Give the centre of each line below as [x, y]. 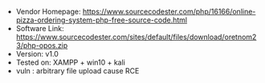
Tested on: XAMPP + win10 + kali [71, 62]
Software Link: [40, 28]
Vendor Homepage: [48, 12]
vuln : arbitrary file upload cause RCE [77, 71]
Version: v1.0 [37, 54]
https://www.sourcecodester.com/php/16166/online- [169, 12]
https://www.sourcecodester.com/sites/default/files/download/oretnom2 [136, 37]
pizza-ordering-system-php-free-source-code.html [101, 20]
